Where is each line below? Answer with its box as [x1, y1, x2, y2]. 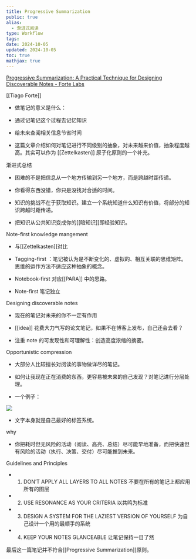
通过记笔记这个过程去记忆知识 [14, 116, 87, 124]
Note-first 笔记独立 [14, 287, 60, 295]
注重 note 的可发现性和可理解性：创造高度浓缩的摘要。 [14, 336, 147, 343]
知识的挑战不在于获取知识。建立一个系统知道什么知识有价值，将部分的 [14, 199, 185, 206]
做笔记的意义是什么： [14, 104, 66, 111]
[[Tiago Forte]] [6, 92, 42, 99]
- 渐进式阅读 [11, 25, 39, 31]
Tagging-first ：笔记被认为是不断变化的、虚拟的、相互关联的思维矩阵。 [14, 255, 187, 262]
